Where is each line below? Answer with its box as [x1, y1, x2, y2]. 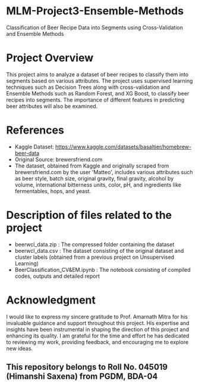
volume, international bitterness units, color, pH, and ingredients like [14, 181, 182, 188]
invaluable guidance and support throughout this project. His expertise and [6, 319, 189, 326]
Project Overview [6, 51, 94, 65]
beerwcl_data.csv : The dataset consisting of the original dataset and [14, 247, 184, 254]
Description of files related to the [6, 209, 172, 222]
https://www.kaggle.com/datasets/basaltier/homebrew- [55, 143, 192, 150]
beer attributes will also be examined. [6, 103, 98, 110]
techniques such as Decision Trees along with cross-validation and [6, 83, 170, 91]
